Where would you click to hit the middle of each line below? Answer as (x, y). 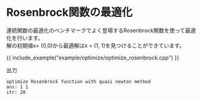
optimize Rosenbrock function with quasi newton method (78, 82)
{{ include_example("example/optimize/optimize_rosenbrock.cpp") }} (93, 58)
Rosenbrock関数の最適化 (69, 12)
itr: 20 (16, 92)
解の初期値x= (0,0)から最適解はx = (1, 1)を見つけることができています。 (96, 45)
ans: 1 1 (17, 87)
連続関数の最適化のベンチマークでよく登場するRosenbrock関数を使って (96, 30)
